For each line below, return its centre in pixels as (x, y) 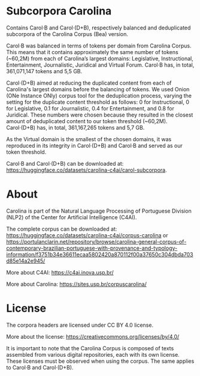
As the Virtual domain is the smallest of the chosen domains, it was (89, 139)
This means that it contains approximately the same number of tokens (92, 52)
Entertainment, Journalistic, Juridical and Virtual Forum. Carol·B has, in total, (100, 65)
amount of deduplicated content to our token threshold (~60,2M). (87, 121)
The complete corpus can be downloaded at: (62, 229)
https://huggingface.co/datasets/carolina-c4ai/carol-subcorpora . (87, 170)
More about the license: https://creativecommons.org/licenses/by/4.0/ (93, 336)
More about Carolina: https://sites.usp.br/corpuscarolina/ (76, 284)
